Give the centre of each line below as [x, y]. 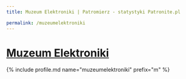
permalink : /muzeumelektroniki [46, 23]
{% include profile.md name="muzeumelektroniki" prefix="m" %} [88, 70]
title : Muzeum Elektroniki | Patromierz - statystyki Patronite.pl [94, 12]
